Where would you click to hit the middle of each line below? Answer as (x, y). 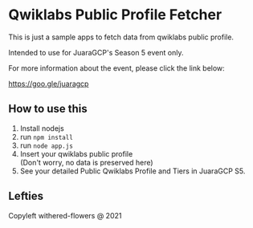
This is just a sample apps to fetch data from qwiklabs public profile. (121, 37)
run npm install (47, 136)
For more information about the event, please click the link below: (116, 68)
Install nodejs (42, 128)
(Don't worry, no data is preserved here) (87, 162)
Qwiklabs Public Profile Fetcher (115, 15)
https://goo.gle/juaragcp (49, 83)
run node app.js (47, 145)
